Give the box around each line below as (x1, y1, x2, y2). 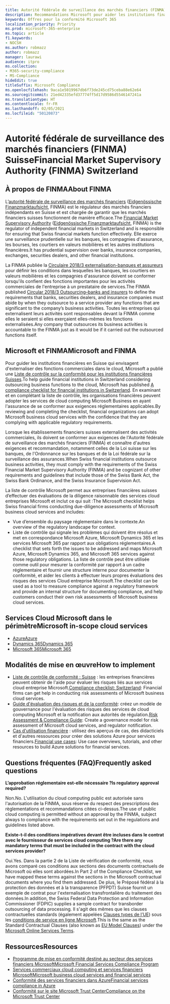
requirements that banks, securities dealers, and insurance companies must (5, 294, 163, 300)
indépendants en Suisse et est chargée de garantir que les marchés (5, 209, 147, 215)
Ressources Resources (5, 942, 78, 951)
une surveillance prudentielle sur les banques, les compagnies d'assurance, (5, 236, 164, 242)
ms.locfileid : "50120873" (5, 111, 60, 116)
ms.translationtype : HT (5, 97, 56, 102)
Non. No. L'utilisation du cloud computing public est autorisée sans (5, 795, 144, 801)
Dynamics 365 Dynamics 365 (12, 641, 73, 647)
